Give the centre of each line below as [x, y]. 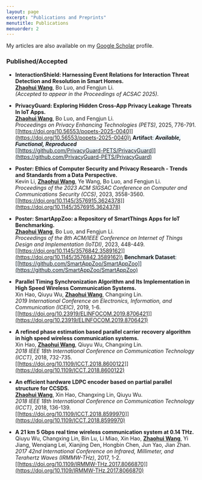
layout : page [23, 12]
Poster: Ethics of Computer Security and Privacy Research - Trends [101, 168]
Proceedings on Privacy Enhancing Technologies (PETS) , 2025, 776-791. [106, 125]
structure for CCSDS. [42, 388]
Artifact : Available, [157, 137]
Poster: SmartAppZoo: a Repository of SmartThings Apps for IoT [97, 218]
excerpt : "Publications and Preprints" [56, 17]
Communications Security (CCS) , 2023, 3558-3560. [80, 194]
